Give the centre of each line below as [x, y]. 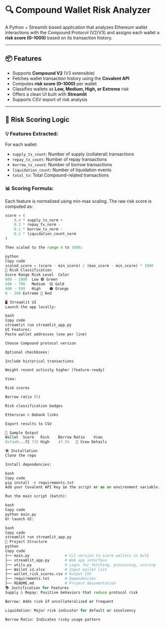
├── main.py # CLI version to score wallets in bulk [77, 556]
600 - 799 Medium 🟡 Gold [35, 284]
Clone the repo [21, 456]
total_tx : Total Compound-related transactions [61, 175]
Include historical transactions [40, 361]
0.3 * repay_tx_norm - [37, 225]
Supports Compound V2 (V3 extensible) [53, 73]
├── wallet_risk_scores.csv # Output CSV [48, 574]
